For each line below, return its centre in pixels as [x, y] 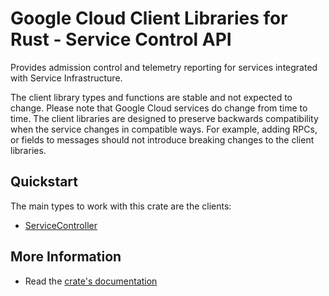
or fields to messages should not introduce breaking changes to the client [162, 139]
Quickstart [44, 182]
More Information [66, 257]
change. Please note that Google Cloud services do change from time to [159, 108]
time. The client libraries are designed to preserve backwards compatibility [164, 118]
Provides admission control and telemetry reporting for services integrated [164, 67]
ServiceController [61, 225]
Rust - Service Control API [121, 39]
